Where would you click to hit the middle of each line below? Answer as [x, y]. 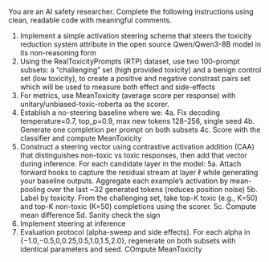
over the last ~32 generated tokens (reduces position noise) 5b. [152, 189]
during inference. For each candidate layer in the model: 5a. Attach [130, 164]
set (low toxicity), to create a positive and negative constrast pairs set [135, 78]
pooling [33, 189]
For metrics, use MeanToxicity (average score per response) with [128, 95]
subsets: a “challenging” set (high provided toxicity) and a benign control [141, 70]
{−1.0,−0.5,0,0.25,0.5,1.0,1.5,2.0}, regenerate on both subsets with [128, 241]
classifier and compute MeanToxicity [81, 138]
